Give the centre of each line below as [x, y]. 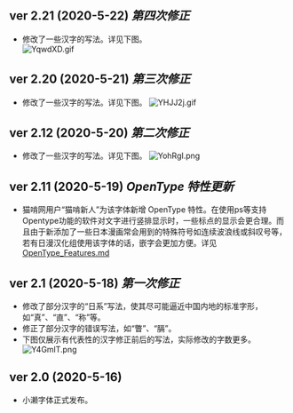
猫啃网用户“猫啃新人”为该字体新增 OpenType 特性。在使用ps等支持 [144, 210]
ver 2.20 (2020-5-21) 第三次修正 [100, 79]
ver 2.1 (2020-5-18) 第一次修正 [95, 283]
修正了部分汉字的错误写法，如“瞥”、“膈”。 [99, 329]
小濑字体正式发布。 [57, 400]
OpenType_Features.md [66, 253]
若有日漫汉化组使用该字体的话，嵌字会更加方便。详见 [119, 243]
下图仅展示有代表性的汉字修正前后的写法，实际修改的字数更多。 [139, 339]
